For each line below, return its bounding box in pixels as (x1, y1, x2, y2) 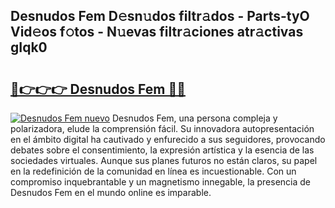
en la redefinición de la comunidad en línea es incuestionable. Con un (10, 165, 297, 177)
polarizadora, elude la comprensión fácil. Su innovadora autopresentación (10, 123, 315, 134)
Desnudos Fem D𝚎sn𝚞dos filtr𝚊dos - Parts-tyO (10, 8, 310, 25)
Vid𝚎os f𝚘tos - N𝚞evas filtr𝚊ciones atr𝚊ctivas (10, 24, 304, 41)
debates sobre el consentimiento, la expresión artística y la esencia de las (10, 144, 315, 156)
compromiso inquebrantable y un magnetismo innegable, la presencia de (10, 176, 311, 188)
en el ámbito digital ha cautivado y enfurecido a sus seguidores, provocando (10, 134, 326, 145)
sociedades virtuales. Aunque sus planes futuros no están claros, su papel (10, 155, 318, 166)
